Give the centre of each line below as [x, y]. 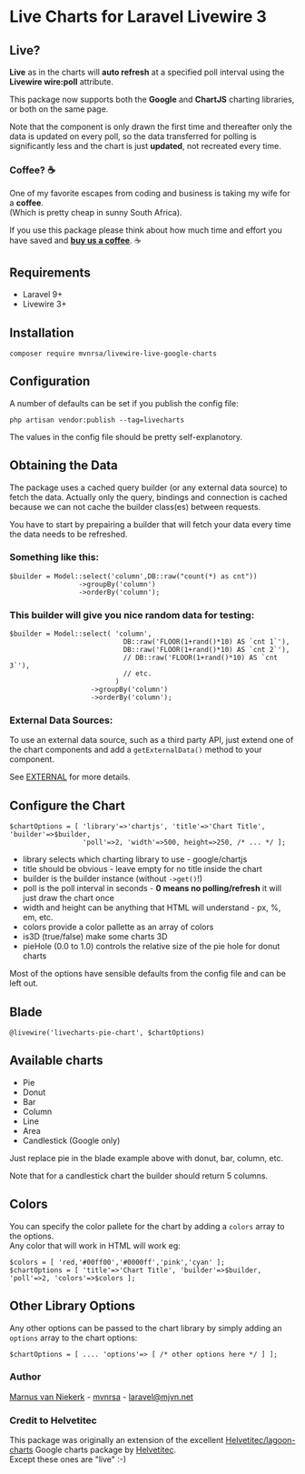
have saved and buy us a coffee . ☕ [75, 241]
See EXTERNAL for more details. [70, 777]
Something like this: [54, 557]
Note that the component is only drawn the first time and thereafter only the [151, 126]
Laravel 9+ [43, 295]
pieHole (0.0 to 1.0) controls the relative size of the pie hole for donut [151, 947]
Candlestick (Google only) [71, 1140]
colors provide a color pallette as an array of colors [118, 927]
